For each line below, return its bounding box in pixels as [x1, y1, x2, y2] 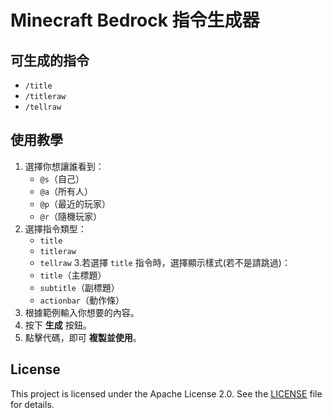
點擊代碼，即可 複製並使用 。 [24, 331, 142, 343]
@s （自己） [39, 172, 85, 185]
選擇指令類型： [24, 222, 87, 235]
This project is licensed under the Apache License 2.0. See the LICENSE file [10, 387, 323, 400]
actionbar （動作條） [39, 294, 125, 306]
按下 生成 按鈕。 [24, 319, 92, 331]
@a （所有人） [39, 185, 93, 197]
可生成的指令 [10, 52, 90, 69]
